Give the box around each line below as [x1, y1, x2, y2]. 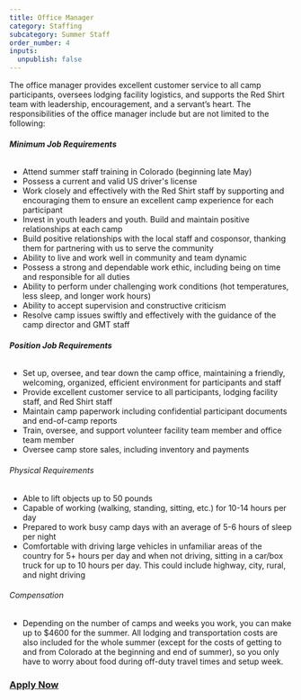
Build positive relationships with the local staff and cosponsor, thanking [22, 233, 287, 244]
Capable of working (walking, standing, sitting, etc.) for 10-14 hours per [22, 502, 288, 513]
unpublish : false [17, 55, 83, 64]
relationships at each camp [22, 224, 123, 235]
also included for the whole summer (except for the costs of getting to [22, 636, 282, 648]
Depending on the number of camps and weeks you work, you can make [22, 617, 292, 628]
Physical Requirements [9, 465, 94, 475]
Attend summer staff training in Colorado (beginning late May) [22, 166, 252, 177]
